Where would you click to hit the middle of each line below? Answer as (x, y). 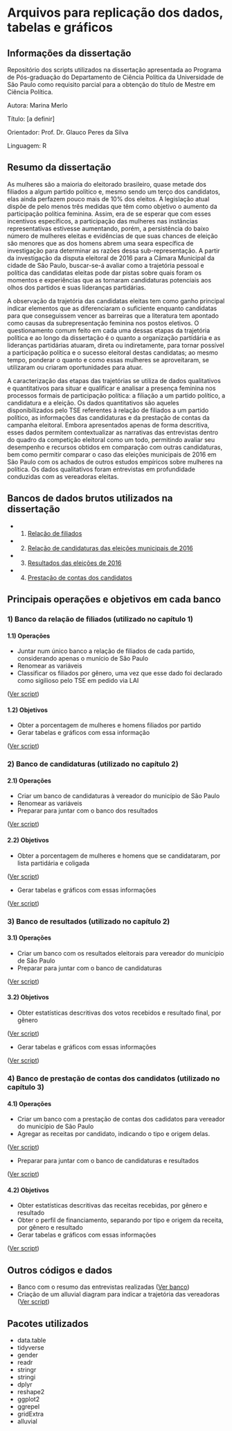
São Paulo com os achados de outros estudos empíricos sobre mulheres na (115, 462)
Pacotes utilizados (48, 1323)
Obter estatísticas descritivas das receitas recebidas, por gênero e (112, 1205)
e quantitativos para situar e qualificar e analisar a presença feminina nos (111, 388)
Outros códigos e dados (60, 1270)
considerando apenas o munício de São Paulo (83, 659)
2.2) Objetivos (28, 840)
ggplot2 (28, 1399)
